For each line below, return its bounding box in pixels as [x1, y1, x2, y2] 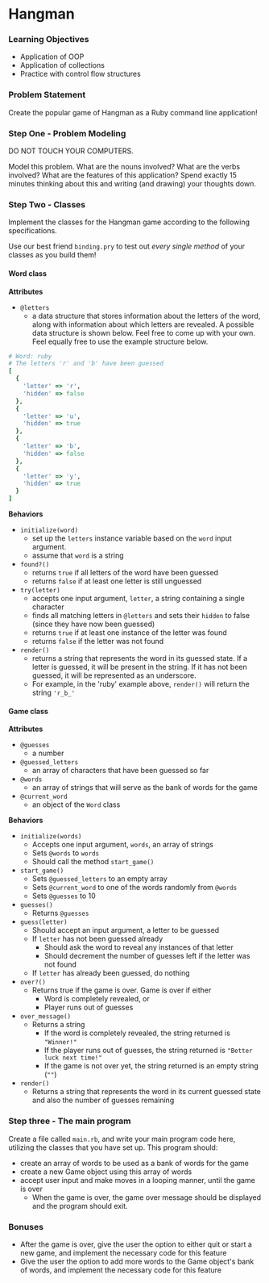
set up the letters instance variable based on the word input [31, 533, 232, 543]
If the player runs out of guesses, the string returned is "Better [43, 1046, 253, 1055]
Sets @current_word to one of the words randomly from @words [31, 883, 238, 892]
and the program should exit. [31, 1201, 128, 1210]
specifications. [8, 226, 58, 236]
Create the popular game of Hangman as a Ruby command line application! [8, 107, 258, 117]
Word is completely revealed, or [43, 994, 151, 1004]
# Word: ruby [8, 352, 52, 360]
